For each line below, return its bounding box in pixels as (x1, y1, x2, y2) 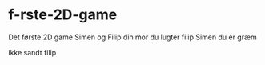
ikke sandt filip (8, 47, 57, 57)
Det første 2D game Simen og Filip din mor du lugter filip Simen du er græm (8, 32, 258, 42)
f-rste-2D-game (8, 6, 118, 24)
